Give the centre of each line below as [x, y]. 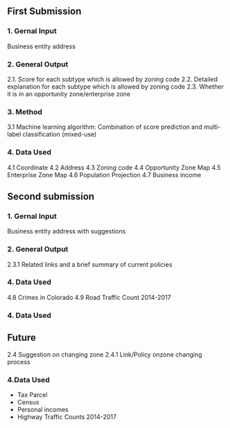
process [19, 362]
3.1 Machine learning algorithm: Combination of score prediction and [105, 127]
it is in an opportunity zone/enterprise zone [69, 93]
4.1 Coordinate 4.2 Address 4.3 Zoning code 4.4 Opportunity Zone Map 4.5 [114, 167]
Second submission [51, 196]
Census [28, 402]
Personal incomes [43, 409]
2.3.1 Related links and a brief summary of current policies [90, 264]
